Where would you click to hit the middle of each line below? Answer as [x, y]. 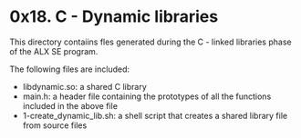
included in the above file [70, 105]
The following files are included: [70, 69]
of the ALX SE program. [54, 51]
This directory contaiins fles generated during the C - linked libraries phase [150, 42]
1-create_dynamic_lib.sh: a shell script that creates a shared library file [155, 115]
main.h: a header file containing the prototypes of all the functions [147, 96]
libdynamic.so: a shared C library [85, 86]
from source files [55, 125]
